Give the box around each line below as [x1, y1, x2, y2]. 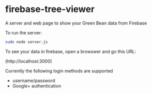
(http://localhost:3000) [5, 58, 52, 64]
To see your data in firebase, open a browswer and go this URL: [5, 48, 136, 54]
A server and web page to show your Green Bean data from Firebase [5, 20, 147, 26]
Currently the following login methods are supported [5, 67, 113, 73]
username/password [12, 77, 55, 83]
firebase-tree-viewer [5, 3, 95, 15]
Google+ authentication [12, 82, 61, 88]
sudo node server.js [5, 39, 48, 44]
